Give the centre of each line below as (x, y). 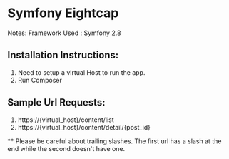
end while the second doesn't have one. (66, 148)
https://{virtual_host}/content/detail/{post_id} (84, 127)
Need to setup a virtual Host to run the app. (81, 72)
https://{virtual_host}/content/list (66, 120)
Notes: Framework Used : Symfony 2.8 (64, 33)
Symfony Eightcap (63, 13)
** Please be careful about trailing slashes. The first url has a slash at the (114, 141)
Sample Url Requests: (56, 102)
